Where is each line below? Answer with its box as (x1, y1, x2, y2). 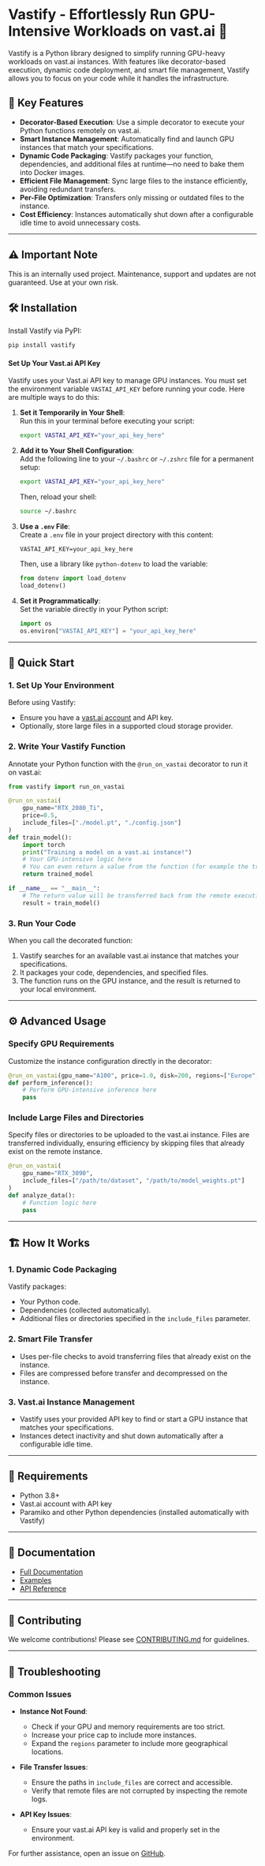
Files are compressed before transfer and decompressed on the (19, 1368, 228, 1378)
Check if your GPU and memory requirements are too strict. (31, 1722, 226, 1731)
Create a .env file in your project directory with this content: (19, 530, 215, 539)
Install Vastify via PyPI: (8, 326, 82, 336)
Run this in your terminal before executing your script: (19, 416, 195, 426)
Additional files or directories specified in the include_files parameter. (19, 1314, 251, 1323)
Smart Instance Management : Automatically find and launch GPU (19, 134, 235, 144)
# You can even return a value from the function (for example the (22, 863, 248, 871)
